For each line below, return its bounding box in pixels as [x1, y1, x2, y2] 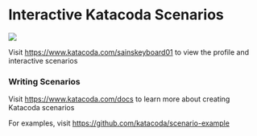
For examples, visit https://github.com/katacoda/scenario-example [8, 118, 230, 128]
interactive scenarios [8, 56, 78, 65]
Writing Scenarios [8, 76, 81, 87]
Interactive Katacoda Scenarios [8, 6, 224, 24]
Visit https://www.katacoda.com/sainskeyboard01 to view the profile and [8, 47, 250, 57]
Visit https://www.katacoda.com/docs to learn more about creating [8, 94, 230, 104]
